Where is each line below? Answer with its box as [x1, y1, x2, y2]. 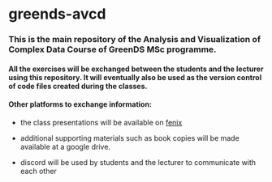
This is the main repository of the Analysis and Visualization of [8, 34, 261, 45]
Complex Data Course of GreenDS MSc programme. [8, 44, 217, 55]
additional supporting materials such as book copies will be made [19, 133, 240, 142]
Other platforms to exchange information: [8, 99, 153, 109]
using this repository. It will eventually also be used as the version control [8, 72, 262, 82]
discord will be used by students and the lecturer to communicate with [19, 157, 257, 167]
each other [19, 166, 57, 176]
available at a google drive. [19, 142, 111, 151]
